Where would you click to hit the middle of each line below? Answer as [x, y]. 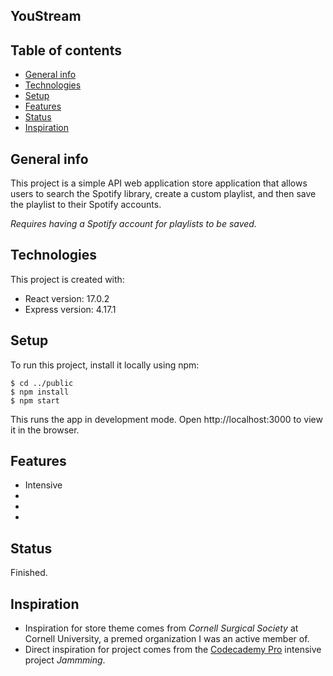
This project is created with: [67, 279]
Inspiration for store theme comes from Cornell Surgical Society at [161, 628]
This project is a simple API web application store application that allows [159, 183]
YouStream [46, 16]
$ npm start [35, 400]
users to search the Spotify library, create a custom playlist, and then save [163, 194]
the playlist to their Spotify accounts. [86, 205]
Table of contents [66, 50]
